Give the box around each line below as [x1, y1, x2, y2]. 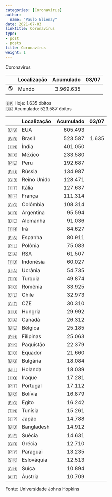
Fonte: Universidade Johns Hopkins [5, 486, 80, 492]
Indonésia [22, 258, 45, 266]
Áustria [22, 473, 39, 480]
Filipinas [22, 333, 41, 340]
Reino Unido [22, 176, 51, 183]
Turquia [22, 275, 40, 282]
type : [5, 31, 17, 36]
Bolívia [22, 390, 38, 397]
